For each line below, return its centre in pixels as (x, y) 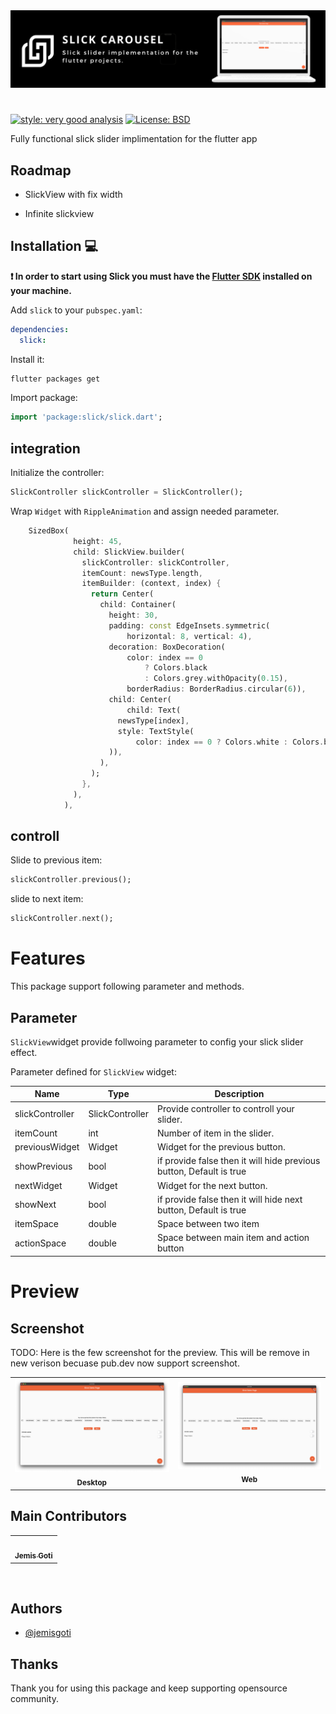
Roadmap (41, 170)
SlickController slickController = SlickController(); (127, 492)
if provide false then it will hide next (230, 1199)
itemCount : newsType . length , (142, 573)
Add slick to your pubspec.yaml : (76, 310)
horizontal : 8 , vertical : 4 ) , (189, 636)
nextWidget (38, 1185)
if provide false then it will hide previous (239, 1161)
